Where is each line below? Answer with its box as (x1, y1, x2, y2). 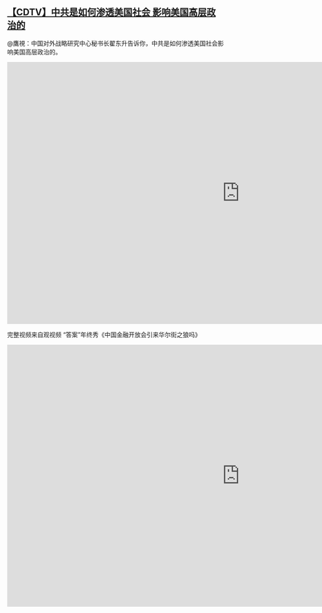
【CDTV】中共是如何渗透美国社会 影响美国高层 (7, 6, 207, 19)
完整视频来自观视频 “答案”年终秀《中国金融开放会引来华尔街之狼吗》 (7, 330, 202, 339)
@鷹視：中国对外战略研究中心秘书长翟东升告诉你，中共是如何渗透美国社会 (7, 39, 218, 47)
